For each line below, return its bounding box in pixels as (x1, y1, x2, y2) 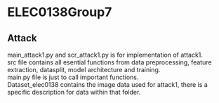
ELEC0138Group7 (7, 4, 112, 20)
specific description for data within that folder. (7, 88, 141, 96)
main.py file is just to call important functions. (7, 73, 139, 81)
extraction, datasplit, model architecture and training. (7, 66, 161, 74)
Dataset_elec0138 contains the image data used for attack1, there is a (7, 81, 208, 88)
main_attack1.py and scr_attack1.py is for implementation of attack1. (7, 50, 204, 59)
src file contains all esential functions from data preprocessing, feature (7, 58, 212, 67)
